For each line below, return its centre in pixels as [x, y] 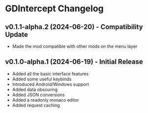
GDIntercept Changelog [55, 9]
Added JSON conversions [38, 95]
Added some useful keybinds [42, 79]
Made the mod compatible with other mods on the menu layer [75, 46]
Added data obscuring [35, 89]
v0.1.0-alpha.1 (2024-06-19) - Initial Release [74, 62]
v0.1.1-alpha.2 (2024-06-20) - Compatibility [74, 27]
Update [17, 34]
